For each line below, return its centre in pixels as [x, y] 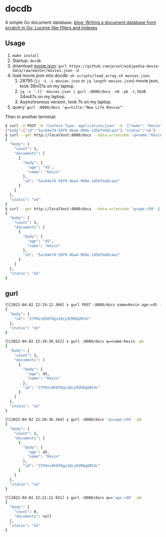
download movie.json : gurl [40, 66]
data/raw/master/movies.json [42, 70]
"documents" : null [33, 516]
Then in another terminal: [31, 117]
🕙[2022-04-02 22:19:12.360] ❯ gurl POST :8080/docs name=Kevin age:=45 [81, 305]
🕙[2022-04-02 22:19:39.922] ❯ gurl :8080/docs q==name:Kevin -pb [75, 341]
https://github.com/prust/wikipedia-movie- [115, 66]
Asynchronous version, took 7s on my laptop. [66, 102]
